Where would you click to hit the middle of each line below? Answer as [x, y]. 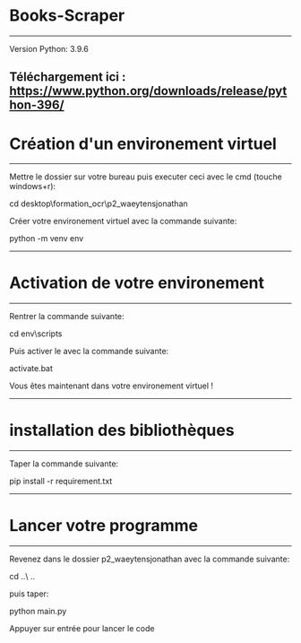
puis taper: [29, 594]
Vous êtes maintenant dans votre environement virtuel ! [111, 386]
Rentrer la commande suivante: [67, 317]
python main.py [38, 612]
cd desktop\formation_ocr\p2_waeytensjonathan [99, 204]
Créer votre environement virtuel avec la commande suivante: [123, 222]
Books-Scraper [67, 16]
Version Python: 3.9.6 [49, 48]
